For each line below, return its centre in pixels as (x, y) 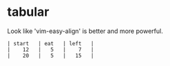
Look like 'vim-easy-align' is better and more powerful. (85, 31)
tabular (28, 12)
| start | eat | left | (51, 43)
